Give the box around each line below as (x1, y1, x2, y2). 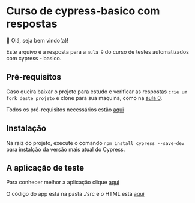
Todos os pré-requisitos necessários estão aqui (6, 106, 124, 113)
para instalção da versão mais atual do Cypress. (6, 146, 125, 153)
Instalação (6, 123, 47, 134)
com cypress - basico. (6, 54, 62, 62)
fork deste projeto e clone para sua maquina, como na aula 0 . (6, 94, 163, 101)
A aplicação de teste (6, 163, 85, 173)
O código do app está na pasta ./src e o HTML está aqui (6, 190, 145, 198)
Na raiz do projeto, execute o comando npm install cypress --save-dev (6, 139, 185, 146)
